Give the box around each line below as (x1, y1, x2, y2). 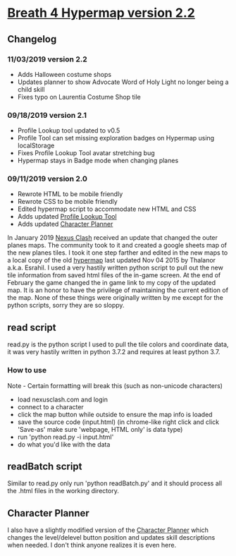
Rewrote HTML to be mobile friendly (17, 190, 123, 198)
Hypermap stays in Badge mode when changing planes (17, 157, 179, 165)
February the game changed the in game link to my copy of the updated (7, 279, 216, 287)
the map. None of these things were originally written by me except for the (7, 294, 223, 302)
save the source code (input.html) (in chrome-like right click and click (17, 418, 220, 426)
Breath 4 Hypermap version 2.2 (7, 5, 195, 21)
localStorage (17, 141, 55, 150)
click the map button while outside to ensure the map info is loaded (17, 410, 213, 418)
